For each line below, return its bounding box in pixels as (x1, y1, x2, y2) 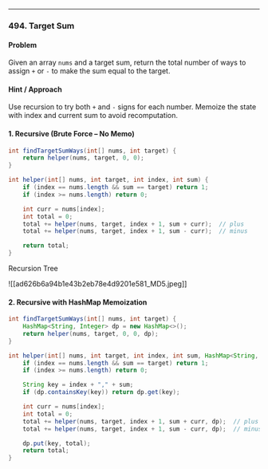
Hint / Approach (8, 85, 62, 94)
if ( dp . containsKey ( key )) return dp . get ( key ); (22, 388, 180, 396)
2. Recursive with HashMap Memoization (8, 297, 148, 307)
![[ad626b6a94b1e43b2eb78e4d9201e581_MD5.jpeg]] (8, 279, 187, 289)
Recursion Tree (8, 264, 58, 274)
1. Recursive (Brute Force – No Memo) (8, 128, 136, 138)
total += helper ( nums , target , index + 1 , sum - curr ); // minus (22, 227, 248, 235)
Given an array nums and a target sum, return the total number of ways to (8, 57, 246, 68)
